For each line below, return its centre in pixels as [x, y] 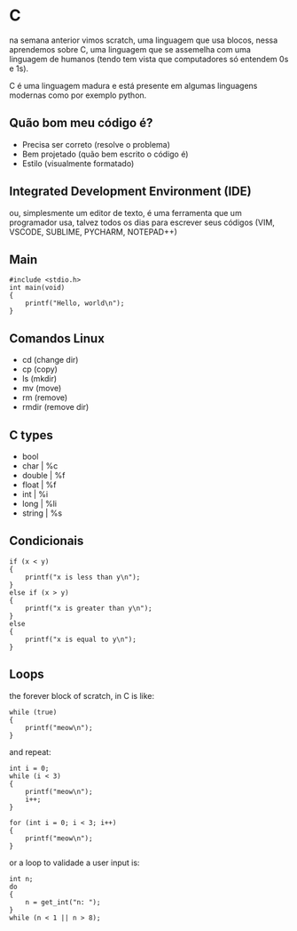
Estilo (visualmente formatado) [78, 163]
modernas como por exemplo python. [78, 95]
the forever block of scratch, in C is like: [82, 695]
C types [31, 435]
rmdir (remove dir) [55, 407]
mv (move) [42, 389]
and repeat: [30, 751]
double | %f [43, 475]
